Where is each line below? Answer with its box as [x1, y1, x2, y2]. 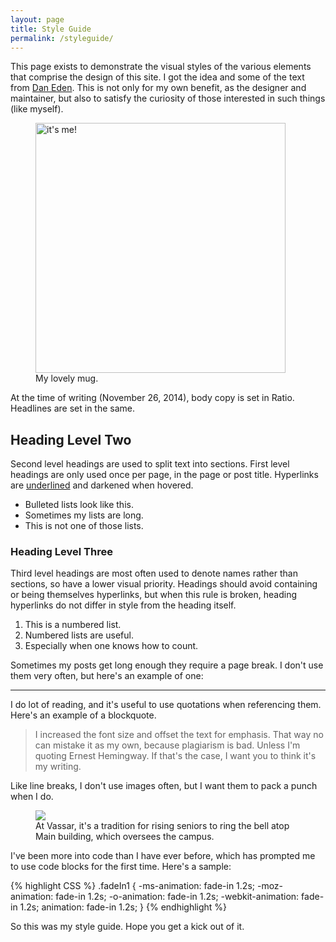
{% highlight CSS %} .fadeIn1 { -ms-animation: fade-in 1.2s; [10, 880, 256, 892]
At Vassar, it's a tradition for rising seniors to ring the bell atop [35, 820, 290, 832]
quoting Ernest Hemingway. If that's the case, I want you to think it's [34, 750, 317, 762]
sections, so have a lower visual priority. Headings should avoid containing [10, 578, 318, 590]
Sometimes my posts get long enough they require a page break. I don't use [10, 659, 324, 671]
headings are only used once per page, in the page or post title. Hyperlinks [10, 469, 319, 481]
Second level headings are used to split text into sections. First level [10, 458, 290, 470]
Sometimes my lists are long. [24, 509, 144, 521]
